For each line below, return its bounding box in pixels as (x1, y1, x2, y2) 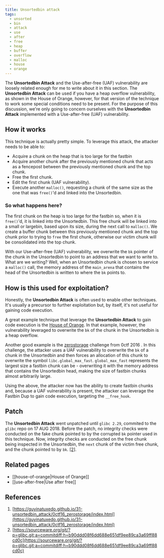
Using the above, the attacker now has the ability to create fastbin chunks (5, 382, 153, 388)
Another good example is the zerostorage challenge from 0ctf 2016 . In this (5, 342, 156, 347)
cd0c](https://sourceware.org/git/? (12, 537, 82, 543)
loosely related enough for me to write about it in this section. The (5, 85, 138, 91)
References (5, 493, 41, 501)
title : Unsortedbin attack (5, 7, 60, 12)
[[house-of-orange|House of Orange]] (12, 474, 89, 479)
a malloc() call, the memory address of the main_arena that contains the (5, 265, 150, 270)
